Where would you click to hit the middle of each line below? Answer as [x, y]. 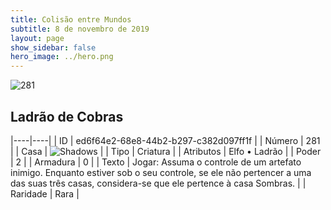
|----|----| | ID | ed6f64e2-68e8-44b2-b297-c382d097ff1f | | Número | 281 [165, 140]
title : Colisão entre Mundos [71, 19]
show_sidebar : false [53, 47]
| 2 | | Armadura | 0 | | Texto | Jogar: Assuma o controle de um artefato [156, 162]
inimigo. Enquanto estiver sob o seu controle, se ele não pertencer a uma [161, 172]
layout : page [37, 38]
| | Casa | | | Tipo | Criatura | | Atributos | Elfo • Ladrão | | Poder [166, 151]
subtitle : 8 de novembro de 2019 [80, 29]
